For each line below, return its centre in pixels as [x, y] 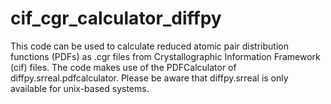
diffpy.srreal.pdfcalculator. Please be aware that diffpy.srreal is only [149, 78]
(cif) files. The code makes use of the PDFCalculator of [123, 67]
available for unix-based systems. [80, 88]
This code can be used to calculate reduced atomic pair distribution [149, 46]
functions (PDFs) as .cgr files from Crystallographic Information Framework [165, 56]
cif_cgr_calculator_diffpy [116, 18]
